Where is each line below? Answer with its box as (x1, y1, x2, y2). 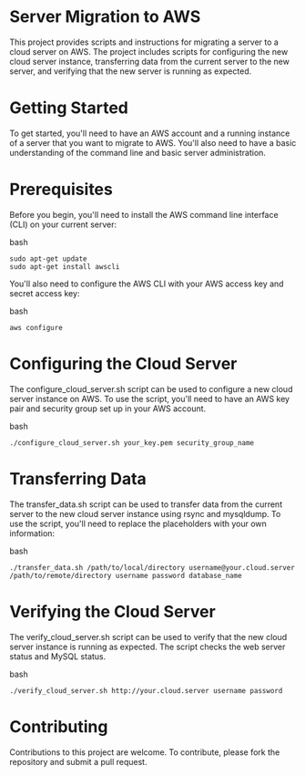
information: (9, 527, 56, 539)
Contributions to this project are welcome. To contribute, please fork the (9, 746, 280, 758)
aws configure (9, 323, 64, 332)
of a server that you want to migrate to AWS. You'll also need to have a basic (9, 137, 297, 148)
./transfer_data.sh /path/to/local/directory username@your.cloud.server (9, 563, 296, 572)
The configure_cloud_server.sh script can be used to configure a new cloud (9, 383, 293, 394)
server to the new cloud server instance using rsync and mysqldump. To (9, 508, 281, 519)
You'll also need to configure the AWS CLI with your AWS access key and (9, 278, 284, 289)
